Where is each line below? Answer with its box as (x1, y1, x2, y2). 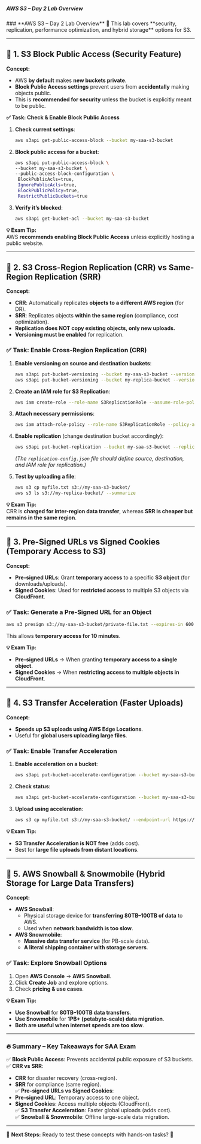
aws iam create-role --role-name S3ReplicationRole (14, 399, 147, 405)
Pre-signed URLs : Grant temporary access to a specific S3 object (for (14, 574, 190, 581)
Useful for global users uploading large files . (14, 731, 127, 739)
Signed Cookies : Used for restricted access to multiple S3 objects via (14, 586, 189, 594)
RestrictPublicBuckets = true (17, 193, 88, 199)
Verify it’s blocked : (14, 204, 63, 211)
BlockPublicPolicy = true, (17, 187, 80, 194)
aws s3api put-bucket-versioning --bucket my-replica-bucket (14, 377, 171, 383)
